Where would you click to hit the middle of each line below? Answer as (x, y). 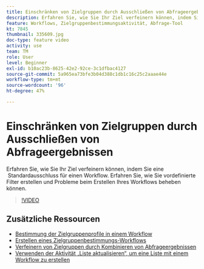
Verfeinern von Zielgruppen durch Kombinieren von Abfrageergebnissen (106, 247)
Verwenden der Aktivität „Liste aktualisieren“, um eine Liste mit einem (102, 253)
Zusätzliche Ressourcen (53, 219)
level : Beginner (27, 63)
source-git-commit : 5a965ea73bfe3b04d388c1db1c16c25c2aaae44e (87, 74)
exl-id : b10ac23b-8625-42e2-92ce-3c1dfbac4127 (66, 68)
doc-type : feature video (38, 40)
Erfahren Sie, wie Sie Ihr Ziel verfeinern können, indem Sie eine (85, 169)
